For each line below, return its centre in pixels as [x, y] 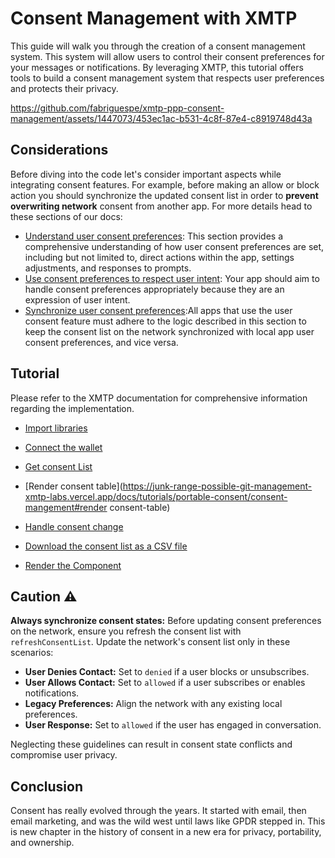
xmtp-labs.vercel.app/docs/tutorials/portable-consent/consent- [156, 496]
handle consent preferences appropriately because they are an [154, 289]
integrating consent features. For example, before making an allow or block [165, 184]
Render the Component [73, 565]
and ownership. [42, 843]
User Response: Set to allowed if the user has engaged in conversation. [173, 725]
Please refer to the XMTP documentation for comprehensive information [159, 398]
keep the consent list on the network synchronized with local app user [169, 331]
